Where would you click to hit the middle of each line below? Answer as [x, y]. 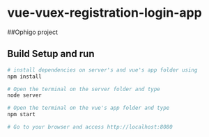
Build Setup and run [51, 54]
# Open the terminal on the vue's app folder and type [88, 108]
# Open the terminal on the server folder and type [84, 89]
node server [24, 95]
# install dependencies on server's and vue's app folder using [102, 70]
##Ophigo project [32, 32]
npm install [24, 76]
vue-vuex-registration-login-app [104, 13]
